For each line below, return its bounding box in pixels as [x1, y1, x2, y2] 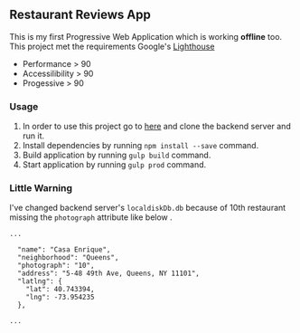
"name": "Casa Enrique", [17, 245, 111, 254]
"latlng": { [17, 277, 63, 286]
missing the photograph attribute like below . [9, 212, 173, 223]
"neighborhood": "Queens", [17, 253, 119, 262]
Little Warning [9, 182, 73, 195]
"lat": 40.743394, [25, 285, 95, 294]
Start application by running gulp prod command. [22, 159, 207, 170]
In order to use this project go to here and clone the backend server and [22, 121, 291, 132]
